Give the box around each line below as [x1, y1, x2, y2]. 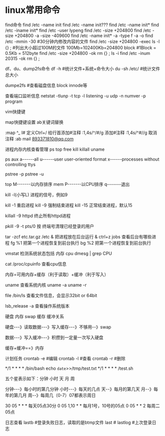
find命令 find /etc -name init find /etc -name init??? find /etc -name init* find [5, 22, 159, 28]
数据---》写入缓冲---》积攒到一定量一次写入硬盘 [5, 334, 103, 340]
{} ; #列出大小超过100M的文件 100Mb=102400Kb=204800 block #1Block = [5, 44, 157, 50]
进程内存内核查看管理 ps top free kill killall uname [5, 146, 105, 152]
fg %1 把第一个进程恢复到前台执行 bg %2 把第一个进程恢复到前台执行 [10, 240, 151, 246]
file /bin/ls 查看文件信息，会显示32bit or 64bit [5, 292, 98, 298]
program [5, 98, 23, 104]
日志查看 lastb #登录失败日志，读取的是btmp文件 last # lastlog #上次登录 [5, 419, 152, 425]
